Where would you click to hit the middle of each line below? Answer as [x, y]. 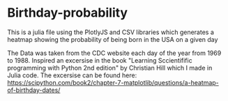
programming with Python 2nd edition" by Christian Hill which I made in [110, 68]
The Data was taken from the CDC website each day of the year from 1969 [114, 53]
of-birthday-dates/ [34, 90]
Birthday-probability [67, 13]
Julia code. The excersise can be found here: [72, 75]
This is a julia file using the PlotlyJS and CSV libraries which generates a [111, 32]
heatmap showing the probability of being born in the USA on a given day [113, 39]
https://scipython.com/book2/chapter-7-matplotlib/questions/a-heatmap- [113, 82]
